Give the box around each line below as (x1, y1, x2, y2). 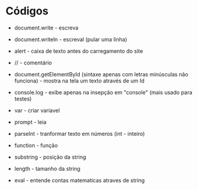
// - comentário (14, 59, 52, 66)
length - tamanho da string (14, 165, 80, 172)
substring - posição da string (14, 153, 86, 161)
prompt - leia (14, 118, 47, 126)
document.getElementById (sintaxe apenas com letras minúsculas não (14, 70, 188, 78)
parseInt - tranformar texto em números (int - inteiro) (14, 130, 145, 137)
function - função (14, 141, 58, 149)
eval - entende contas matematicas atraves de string (14, 176, 145, 184)
